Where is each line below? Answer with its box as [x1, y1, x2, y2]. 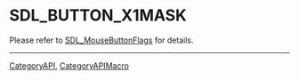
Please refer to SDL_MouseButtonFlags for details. [9, 35, 194, 45]
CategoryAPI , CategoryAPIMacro [9, 60, 129, 71]
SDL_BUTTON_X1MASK [9, 5, 187, 26]
